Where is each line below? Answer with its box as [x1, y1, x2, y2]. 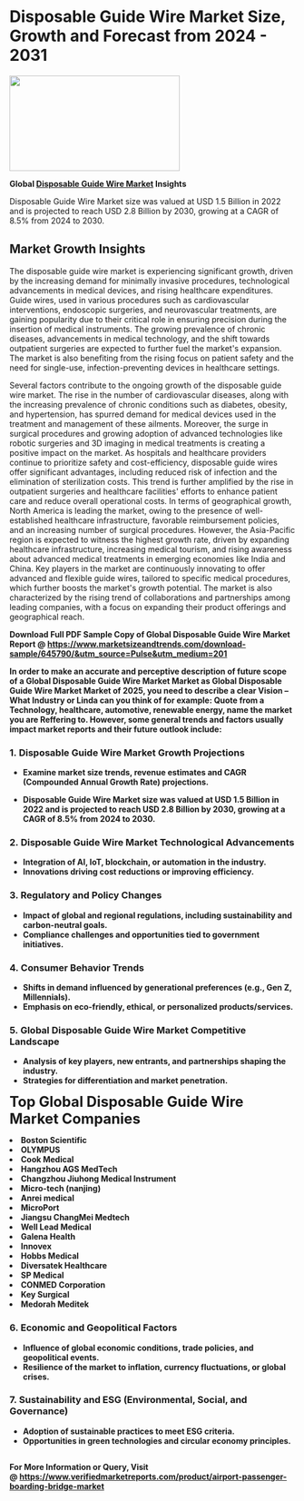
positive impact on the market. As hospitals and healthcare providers [9, 447, 267, 458]
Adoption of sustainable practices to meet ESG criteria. [22, 1426, 235, 1437]
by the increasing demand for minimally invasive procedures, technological [9, 275, 290, 286]
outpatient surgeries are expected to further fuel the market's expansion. [9, 342, 282, 353]
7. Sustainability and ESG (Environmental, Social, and [9, 1394, 248, 1407]
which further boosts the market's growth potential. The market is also [9, 582, 273, 593]
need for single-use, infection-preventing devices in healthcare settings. [9, 361, 280, 373]
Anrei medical [21, 1192, 75, 1204]
